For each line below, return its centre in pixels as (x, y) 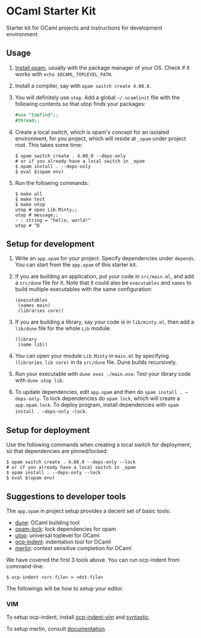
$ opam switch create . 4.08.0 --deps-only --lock (71, 462)
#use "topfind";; (37, 115)
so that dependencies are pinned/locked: (57, 451)
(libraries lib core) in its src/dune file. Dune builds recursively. (96, 362)
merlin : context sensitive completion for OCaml (73, 548)
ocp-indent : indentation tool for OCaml (63, 542)
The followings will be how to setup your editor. (65, 588)
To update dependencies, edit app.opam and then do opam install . (99, 392)
